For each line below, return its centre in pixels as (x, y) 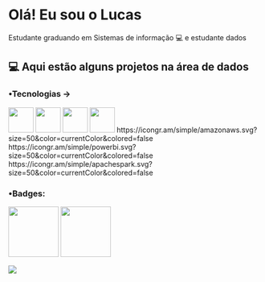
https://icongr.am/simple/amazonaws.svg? (187, 130)
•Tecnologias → (39, 94)
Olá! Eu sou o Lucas (75, 15)
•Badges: (27, 193)
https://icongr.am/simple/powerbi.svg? (72, 147)
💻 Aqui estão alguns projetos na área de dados (128, 67)
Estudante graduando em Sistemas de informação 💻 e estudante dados (127, 37)
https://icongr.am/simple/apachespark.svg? (80, 164)
